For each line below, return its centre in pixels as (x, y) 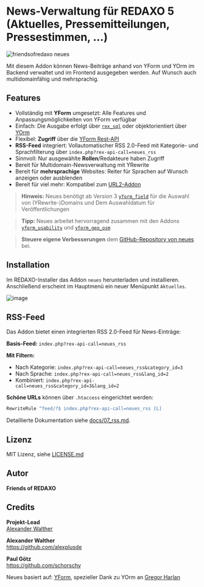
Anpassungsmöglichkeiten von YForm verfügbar (76, 119)
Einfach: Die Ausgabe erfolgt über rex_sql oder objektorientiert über (101, 126)
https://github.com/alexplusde (44, 547)
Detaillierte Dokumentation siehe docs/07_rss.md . (69, 420)
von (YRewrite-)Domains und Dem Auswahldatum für (88, 202)
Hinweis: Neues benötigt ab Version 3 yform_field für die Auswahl (105, 196)
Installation (28, 265)
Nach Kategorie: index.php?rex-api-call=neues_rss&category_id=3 (99, 367)
